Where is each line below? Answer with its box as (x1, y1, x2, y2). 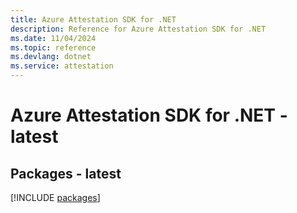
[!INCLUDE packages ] (10, 192, 101, 203)
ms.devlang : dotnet (10, 52, 92, 62)
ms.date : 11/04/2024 (10, 33, 97, 43)
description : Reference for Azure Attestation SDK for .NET (10, 24, 267, 34)
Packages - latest (10, 165, 122, 182)
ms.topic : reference (10, 42, 97, 53)
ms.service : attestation (10, 61, 114, 71)
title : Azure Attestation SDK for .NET (10, 14, 177, 25)
